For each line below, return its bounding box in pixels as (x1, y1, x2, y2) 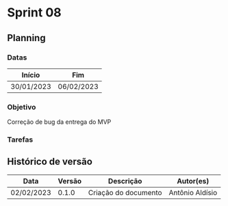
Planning (7, 32, 46, 44)
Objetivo (7, 102, 36, 112)
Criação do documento (88, 188, 162, 197)
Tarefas (7, 135, 34, 144)
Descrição (108, 176, 142, 185)
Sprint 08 (7, 5, 62, 21)
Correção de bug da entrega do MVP (7, 118, 112, 126)
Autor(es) (177, 176, 210, 185)
